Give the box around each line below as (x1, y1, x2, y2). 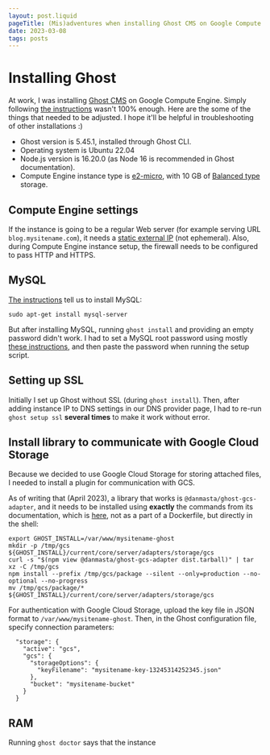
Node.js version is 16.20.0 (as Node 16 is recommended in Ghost (19, 154, 235, 164)
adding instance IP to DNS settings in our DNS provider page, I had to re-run (8, 404, 262, 413)
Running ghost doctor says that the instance (8, 738, 156, 748)
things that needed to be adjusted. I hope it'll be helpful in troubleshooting (8, 113, 254, 122)
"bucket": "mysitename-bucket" (29, 680, 135, 689)
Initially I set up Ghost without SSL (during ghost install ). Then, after (8, 395, 239, 404)
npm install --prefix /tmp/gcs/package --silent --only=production (8, 570, 240, 579)
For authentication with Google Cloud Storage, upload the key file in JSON (8, 605, 255, 615)
